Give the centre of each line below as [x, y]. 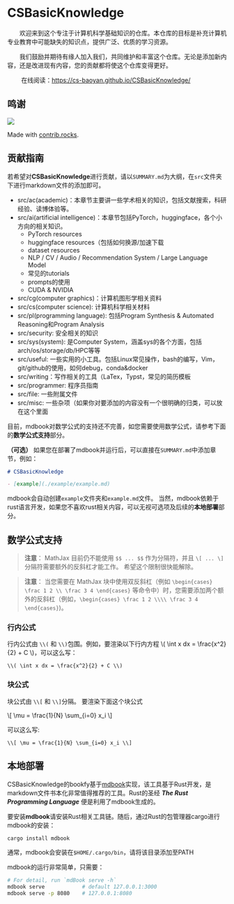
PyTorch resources [55, 234]
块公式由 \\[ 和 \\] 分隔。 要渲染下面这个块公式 [75, 701]
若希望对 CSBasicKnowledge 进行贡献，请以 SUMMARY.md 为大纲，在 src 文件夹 [115, 176]
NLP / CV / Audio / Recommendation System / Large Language [118, 257]
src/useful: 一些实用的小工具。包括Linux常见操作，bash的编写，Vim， [118, 359]
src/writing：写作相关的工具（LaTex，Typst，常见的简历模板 [104, 376]
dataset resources [54, 250]
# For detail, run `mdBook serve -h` [62, 880]
